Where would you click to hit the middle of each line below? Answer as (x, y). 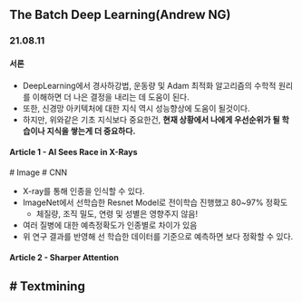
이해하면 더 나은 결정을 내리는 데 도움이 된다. (111, 97)
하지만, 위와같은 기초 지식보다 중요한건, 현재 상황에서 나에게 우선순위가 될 (151, 119)
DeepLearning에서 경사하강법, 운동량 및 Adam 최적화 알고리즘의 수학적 (149, 85)
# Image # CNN (39, 172)
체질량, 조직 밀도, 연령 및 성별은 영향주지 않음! (117, 213)
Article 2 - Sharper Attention (64, 258)
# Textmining (48, 286)
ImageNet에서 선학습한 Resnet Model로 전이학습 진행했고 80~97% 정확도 (155, 202)
